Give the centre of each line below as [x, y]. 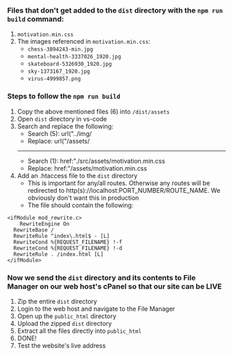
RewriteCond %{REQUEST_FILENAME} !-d [68, 248]
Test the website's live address [61, 345]
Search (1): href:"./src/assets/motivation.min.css [96, 161]
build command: [36, 19]
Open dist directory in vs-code [62, 119]
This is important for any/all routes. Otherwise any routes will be [119, 183]
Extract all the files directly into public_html [79, 331]
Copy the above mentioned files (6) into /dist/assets [93, 111]
